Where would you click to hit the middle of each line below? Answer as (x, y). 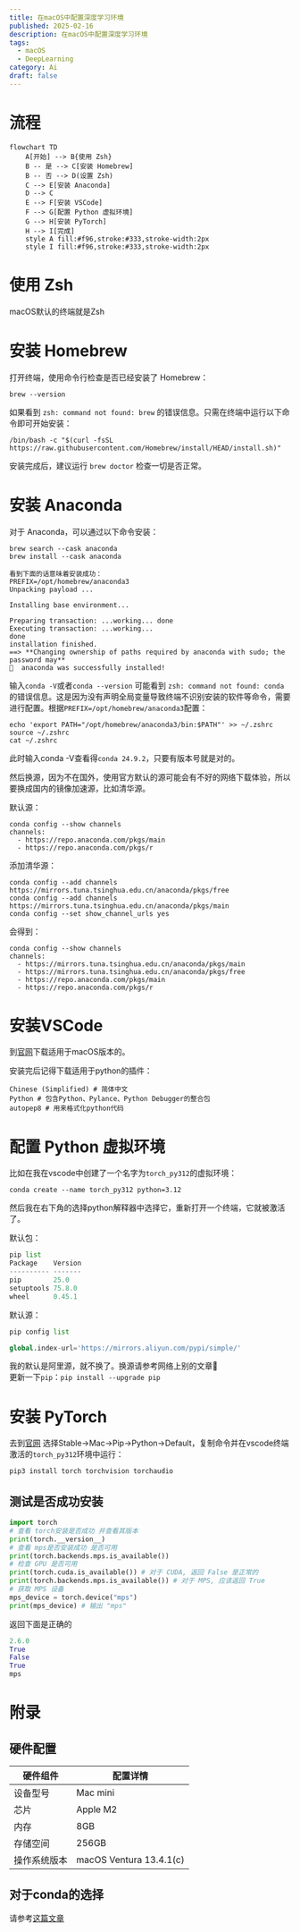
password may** (37, 660)
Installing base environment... (69, 605)
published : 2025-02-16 (51, 26)
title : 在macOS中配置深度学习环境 (67, 17)
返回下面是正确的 (41, 1623)
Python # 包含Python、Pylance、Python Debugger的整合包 (110, 1099)
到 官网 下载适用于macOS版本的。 (70, 1052)
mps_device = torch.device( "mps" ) (74, 1597)
